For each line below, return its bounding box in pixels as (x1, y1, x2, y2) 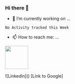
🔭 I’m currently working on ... (12, 16, 71, 22)
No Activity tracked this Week (5, 25, 69, 30)
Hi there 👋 (5, 4, 29, 11)
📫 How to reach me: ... (12, 34, 59, 40)
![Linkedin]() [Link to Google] (5, 73, 64, 79)
